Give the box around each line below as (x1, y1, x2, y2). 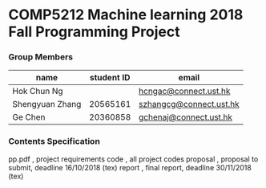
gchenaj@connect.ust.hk (139, 112, 233, 123)
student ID (89, 72, 131, 84)
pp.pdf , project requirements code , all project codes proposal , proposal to (8, 154, 259, 164)
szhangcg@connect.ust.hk (139, 99, 240, 110)
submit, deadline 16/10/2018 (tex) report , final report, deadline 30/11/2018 (8, 162, 252, 172)
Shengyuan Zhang (12, 99, 82, 110)
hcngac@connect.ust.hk (139, 86, 231, 97)
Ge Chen (12, 112, 46, 123)
